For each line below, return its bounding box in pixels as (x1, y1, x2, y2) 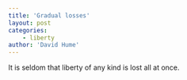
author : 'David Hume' (8, 41, 80, 49)
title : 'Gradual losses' (8, 11, 90, 20)
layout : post (8, 19, 52, 27)
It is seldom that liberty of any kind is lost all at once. (8, 63, 180, 72)
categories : (8, 26, 48, 34)
